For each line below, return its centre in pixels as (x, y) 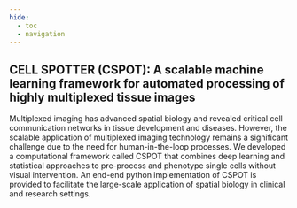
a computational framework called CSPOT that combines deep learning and (147, 157)
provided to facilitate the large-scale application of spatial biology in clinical (147, 185)
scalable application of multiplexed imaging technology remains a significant (149, 137)
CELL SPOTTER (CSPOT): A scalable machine (137, 69)
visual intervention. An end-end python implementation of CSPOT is (133, 175)
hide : (19, 17)
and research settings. (50, 194)
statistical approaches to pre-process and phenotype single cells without (143, 166)
